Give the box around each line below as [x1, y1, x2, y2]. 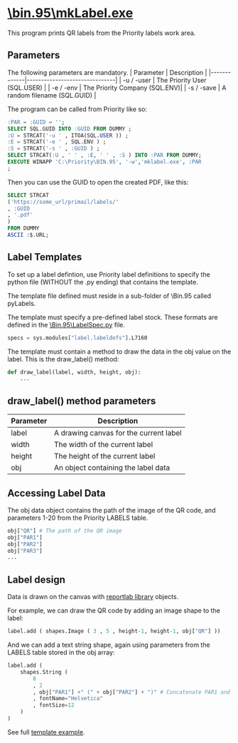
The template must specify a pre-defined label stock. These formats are [7, 312, 218, 322]
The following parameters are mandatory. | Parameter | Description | [7, 68, 207, 76]
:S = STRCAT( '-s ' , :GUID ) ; [7, 145, 100, 153]
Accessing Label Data [7, 487, 106, 499]
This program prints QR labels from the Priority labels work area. [7, 29, 196, 37]
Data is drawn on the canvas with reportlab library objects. [7, 593, 179, 601]
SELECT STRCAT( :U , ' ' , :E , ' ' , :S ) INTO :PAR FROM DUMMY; [7, 152, 202, 159]
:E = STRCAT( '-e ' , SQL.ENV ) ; [7, 138, 107, 145]
